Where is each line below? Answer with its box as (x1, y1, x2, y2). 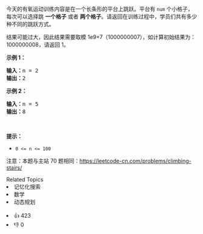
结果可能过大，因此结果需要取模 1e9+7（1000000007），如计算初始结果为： (6, 33, 196, 41)
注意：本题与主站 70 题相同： (6, 157, 80, 164)
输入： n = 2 (6, 67, 39, 74)
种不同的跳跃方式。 (6, 21, 55, 27)
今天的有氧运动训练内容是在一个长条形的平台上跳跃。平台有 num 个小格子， (6, 5, 193, 12)
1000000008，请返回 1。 (6, 41, 69, 48)
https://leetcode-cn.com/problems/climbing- (79, 157, 191, 164)
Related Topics (6, 176, 44, 183)
